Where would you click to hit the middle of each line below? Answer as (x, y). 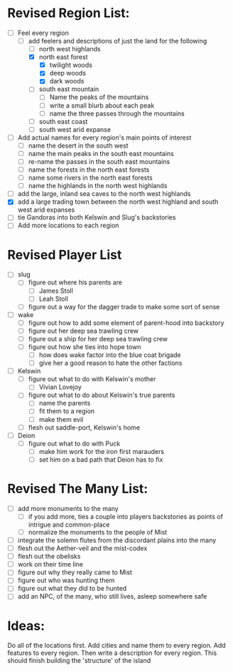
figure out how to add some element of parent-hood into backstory (126, 323)
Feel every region (43, 33)
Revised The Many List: (78, 489)
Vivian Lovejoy (60, 387)
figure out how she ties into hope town (85, 346)
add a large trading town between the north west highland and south (118, 202)
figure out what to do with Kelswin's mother (92, 379)
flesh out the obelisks (49, 557)
